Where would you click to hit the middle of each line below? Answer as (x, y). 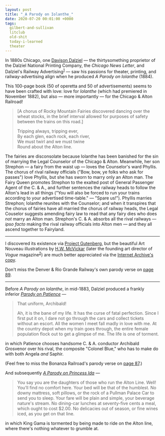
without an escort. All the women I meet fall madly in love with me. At (87, 323)
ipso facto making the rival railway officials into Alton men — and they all (79, 224)
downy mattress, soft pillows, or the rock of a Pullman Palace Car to (86, 393)
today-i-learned (26, 42)
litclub (17, 32)
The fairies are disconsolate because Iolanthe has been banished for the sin (82, 156)
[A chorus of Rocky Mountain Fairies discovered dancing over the (83, 111)
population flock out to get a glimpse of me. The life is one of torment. (88, 334)
